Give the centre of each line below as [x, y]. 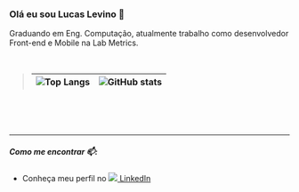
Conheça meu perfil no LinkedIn [86, 179]
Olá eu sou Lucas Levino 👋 [67, 14]
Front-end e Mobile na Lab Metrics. [74, 43]
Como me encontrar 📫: [53, 151]
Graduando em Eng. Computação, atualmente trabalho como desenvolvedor [149, 34]
